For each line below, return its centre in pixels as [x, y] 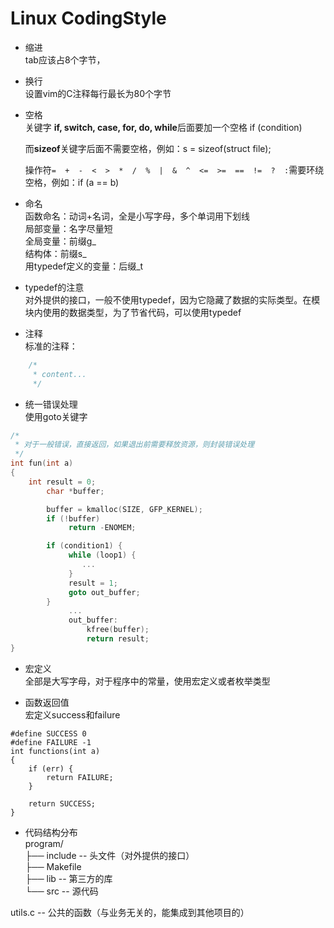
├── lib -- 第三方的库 [68, 878]
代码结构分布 [51, 832]
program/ [44, 843]
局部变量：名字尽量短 [68, 228]
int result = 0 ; [62, 482]
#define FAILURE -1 [51, 742]
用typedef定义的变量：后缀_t [84, 266]
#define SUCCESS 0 [48, 733]
